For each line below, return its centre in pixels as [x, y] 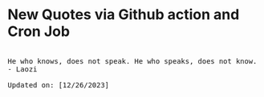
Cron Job [39, 31]
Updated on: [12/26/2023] [59, 85]
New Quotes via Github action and [124, 15]
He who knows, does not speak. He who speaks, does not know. [132, 61]
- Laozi [22, 69]
